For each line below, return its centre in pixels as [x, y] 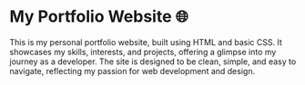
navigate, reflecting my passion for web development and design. [132, 71]
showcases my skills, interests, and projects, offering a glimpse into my [143, 52]
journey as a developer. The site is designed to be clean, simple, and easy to [153, 61]
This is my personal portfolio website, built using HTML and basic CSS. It [146, 42]
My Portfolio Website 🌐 [99, 17]
